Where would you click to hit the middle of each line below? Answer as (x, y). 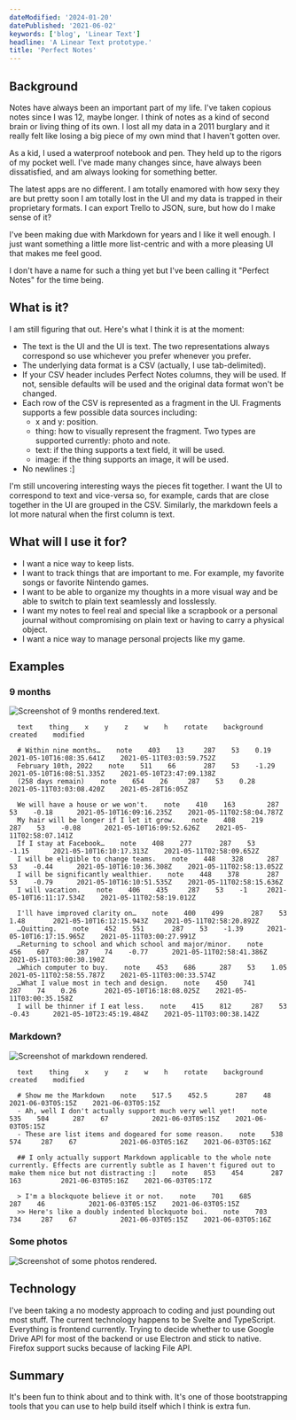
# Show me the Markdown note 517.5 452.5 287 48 (144, 1096)
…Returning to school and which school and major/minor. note (140, 945)
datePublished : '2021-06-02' (63, 26)
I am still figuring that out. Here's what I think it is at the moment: (127, 329)
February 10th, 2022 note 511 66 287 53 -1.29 (146, 766)
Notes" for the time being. (57, 279)
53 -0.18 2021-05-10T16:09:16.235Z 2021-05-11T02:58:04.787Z (146, 813)
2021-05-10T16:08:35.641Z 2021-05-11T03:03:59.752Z (113, 759)
